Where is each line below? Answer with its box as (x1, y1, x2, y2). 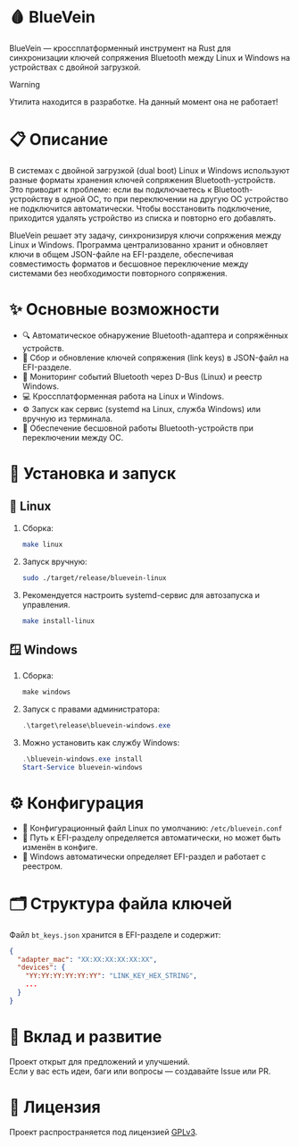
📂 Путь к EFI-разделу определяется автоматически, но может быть (21, 832, 281, 843)
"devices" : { (17, 963, 66, 973)
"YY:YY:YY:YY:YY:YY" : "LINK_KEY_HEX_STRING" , (25, 972, 198, 981)
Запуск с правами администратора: (21, 704, 161, 715)
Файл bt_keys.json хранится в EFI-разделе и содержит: (9, 929, 221, 940)
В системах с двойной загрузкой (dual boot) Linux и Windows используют (9, 164, 290, 175)
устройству (9, 193, 54, 204)
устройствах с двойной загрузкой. (9, 62, 141, 72)
